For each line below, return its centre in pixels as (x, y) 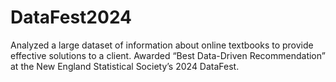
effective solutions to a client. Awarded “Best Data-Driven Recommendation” (168, 55)
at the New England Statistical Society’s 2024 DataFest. (125, 66)
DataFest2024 (71, 17)
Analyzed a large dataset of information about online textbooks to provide (162, 45)
